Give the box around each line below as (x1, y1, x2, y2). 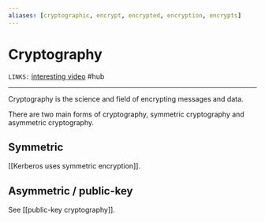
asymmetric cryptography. (8, 117, 95, 127)
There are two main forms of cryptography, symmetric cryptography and (8, 109, 244, 119)
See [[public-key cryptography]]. (8, 205, 116, 215)
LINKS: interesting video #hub (8, 72, 105, 81)
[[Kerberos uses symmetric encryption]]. (8, 161, 140, 171)
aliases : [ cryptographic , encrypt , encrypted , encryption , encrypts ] (8, 11, 242, 20)
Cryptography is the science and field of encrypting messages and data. (8, 94, 244, 103)
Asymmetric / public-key (8, 184, 133, 198)
